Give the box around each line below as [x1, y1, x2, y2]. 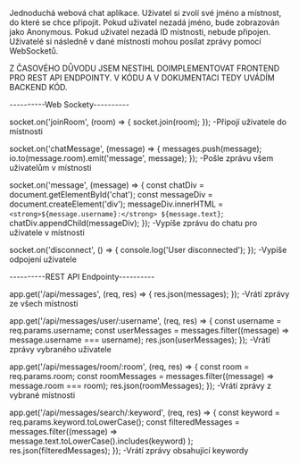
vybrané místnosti [9, 390, 76, 401]
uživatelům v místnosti [9, 163, 92, 173]
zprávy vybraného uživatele [9, 344, 112, 354]
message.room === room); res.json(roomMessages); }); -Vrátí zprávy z [9, 380, 272, 391]
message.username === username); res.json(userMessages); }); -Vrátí [9, 334, 270, 345]
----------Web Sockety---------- [9, 99, 129, 110]
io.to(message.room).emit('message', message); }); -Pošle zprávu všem [9, 153, 274, 164]
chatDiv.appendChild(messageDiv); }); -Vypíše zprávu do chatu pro [9, 218, 258, 228]
